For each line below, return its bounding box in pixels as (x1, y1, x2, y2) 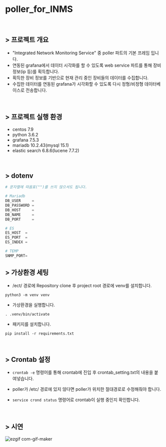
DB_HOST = (5, 208, 35, 213)
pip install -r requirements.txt (5, 331, 74, 336)
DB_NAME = (5, 212, 35, 217)
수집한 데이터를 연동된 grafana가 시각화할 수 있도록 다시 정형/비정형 (12, 81, 144, 87)
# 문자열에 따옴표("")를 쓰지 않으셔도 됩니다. (5, 185, 88, 190)
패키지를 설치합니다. (12, 321, 51, 327)
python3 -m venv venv (5, 292, 50, 297)
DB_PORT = (5, 217, 35, 222)
